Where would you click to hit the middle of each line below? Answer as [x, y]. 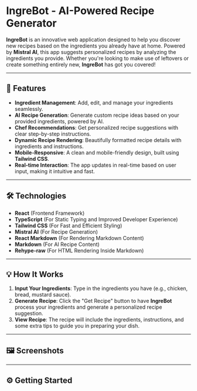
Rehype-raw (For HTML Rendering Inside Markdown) [79, 250]
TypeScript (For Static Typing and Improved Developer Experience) [96, 219]
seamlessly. [29, 109]
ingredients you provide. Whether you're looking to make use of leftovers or [98, 58]
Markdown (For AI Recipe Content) [57, 244]
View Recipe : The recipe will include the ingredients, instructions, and [99, 320]
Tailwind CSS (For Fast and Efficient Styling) [68, 225]
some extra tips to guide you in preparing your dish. [77, 326]
